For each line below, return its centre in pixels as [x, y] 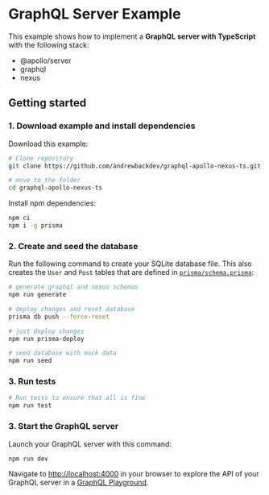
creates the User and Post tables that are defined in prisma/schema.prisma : [131, 272]
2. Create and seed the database [73, 246]
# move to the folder [45, 181]
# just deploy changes [46, 331]
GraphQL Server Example [95, 14]
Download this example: [48, 144]
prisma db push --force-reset [59, 316]
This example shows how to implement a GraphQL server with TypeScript [132, 36]
